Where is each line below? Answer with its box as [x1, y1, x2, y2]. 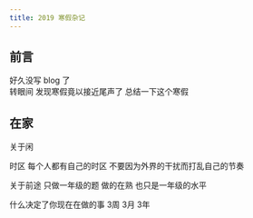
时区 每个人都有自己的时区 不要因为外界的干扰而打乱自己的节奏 [9, 161, 245, 172]
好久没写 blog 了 [9, 74, 71, 86]
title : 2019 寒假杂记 [9, 13, 86, 23]
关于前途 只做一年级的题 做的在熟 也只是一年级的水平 [9, 180, 207, 191]
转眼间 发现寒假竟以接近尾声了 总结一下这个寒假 [9, 86, 189, 97]
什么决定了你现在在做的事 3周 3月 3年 [9, 199, 151, 210]
